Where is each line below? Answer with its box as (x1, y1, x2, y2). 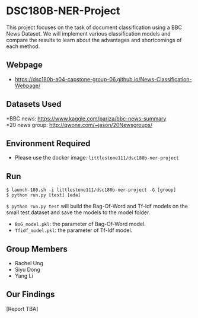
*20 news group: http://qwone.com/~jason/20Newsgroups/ (6, 121, 153, 128)
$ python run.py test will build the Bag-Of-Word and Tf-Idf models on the (6, 203, 189, 210)
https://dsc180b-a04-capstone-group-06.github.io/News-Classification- (14, 75, 192, 82)
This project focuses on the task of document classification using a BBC (6, 24, 183, 31)
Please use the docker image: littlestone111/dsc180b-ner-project (14, 154, 179, 161)
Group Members (6, 244, 68, 254)
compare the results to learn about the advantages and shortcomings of (6, 36, 182, 43)
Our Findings (6, 290, 55, 300)
